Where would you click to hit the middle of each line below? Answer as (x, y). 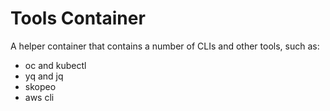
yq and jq (44, 76)
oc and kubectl (55, 65)
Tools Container (78, 18)
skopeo (40, 86)
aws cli (39, 97)
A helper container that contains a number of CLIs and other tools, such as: (165, 46)
